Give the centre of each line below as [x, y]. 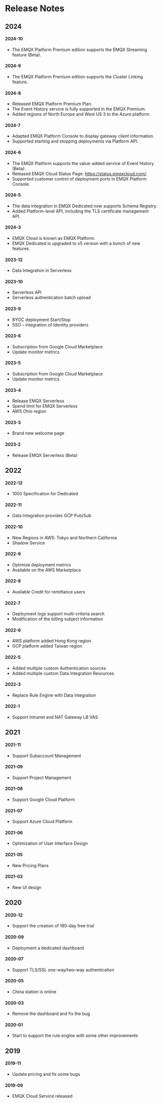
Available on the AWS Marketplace [47, 570]
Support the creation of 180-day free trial [53, 926]
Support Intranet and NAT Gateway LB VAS [55, 717]
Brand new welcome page [38, 433]
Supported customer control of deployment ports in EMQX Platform [79, 179]
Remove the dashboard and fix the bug [51, 1014]
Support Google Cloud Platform [43, 800]
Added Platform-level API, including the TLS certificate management [80, 211]
